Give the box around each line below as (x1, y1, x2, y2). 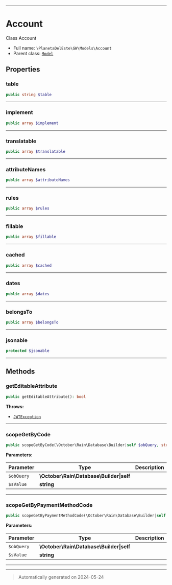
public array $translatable (6, 149, 66, 154)
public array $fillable (6, 235, 57, 240)
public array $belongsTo (6, 320, 59, 325)
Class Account (6, 35, 37, 41)
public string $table (6, 92, 52, 97)
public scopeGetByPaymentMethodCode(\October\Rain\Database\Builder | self (6, 513, 166, 519)
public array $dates (6, 291, 50, 296)
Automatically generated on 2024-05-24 (18, 574, 104, 580)
